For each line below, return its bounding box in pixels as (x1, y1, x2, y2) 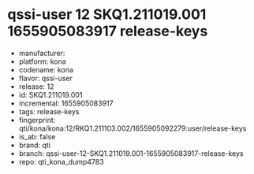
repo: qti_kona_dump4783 (18, 157, 104, 166)
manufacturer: (18, 48, 65, 57)
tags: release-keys (18, 106, 80, 116)
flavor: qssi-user (18, 73, 73, 83)
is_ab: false (18, 131, 56, 141)
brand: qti (18, 140, 50, 150)
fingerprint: (18, 115, 56, 124)
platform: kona (18, 57, 66, 66)
